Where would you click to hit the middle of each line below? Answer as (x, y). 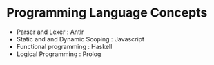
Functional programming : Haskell (64, 46)
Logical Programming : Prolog (59, 54)
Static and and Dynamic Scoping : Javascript (80, 39)
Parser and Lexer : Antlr (50, 32)
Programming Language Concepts (107, 13)
